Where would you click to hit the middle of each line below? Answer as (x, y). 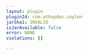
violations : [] (25, 38)
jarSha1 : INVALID (27, 22)
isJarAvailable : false (34, 27)
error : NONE (21, 33)
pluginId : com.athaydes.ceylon (44, 17)
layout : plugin (25, 11)
